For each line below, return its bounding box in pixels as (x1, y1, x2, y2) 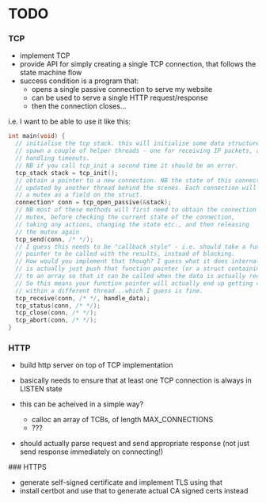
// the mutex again (15, 227, 80, 236)
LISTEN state (19, 384, 63, 394)
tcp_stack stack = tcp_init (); (15, 169, 119, 177)
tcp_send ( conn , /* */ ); (15, 235, 93, 243)
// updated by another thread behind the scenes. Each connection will (15, 184, 257, 192)
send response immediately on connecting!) (19, 447, 164, 456)
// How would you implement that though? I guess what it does (15, 257, 228, 265)
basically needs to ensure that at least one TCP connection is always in (19, 375, 252, 385)
